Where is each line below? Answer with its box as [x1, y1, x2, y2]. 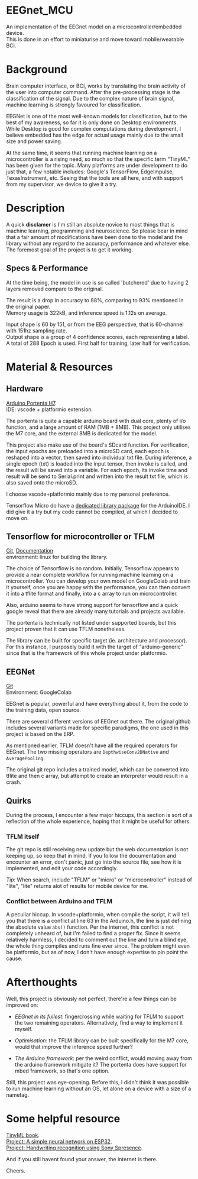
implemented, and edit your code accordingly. [6, 865, 118, 872]
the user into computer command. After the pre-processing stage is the [6, 88, 180, 95]
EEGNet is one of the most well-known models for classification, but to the [6, 112, 187, 119]
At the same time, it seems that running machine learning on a [6, 149, 157, 156]
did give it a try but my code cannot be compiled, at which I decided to [6, 508, 178, 515]
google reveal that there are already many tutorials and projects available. [6, 608, 185, 615]
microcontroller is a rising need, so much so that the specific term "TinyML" [6, 155, 190, 163]
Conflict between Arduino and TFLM [6, 897, 113, 906]
